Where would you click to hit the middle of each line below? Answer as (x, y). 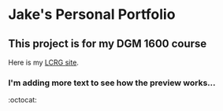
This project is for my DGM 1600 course (108, 44)
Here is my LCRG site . (43, 62)
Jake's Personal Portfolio (92, 15)
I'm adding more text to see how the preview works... (112, 83)
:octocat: (22, 100)
